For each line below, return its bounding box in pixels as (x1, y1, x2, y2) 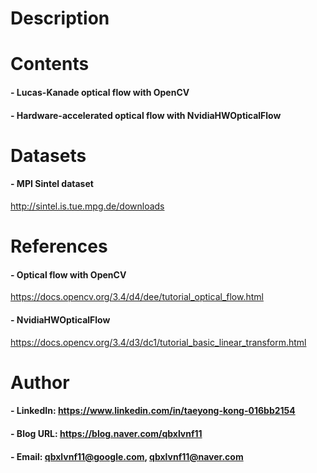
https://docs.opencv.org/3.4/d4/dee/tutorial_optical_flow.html (10, 291, 264, 303)
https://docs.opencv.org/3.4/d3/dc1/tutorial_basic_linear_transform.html (10, 336, 307, 348)
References (10, 235, 108, 258)
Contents (10, 53, 90, 76)
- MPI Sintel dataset (10, 178, 94, 190)
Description (10, 7, 110, 30)
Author (10, 371, 70, 394)
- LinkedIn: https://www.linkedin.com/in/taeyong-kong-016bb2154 (10, 405, 296, 417)
